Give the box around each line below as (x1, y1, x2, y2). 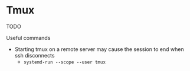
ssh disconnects (14, 52, 55, 59)
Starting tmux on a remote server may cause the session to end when (14, 45, 184, 53)
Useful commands (6, 34, 51, 41)
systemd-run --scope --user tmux (23, 59, 106, 65)
